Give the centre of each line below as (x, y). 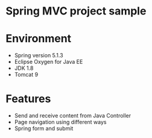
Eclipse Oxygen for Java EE (49, 62)
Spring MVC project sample (76, 11)
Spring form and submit (44, 128)
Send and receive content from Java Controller (73, 116)
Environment (39, 39)
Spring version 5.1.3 (39, 55)
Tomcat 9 (26, 75)
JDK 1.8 (24, 68)
